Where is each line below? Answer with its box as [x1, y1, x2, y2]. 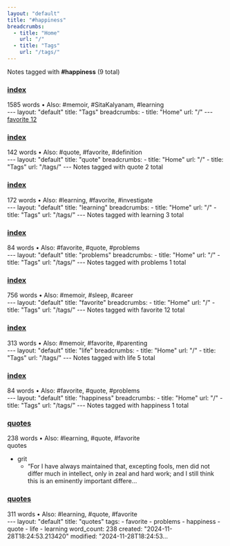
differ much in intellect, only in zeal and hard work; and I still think [27, 469, 214, 478]
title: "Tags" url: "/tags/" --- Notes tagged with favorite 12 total [7, 305, 185, 314]
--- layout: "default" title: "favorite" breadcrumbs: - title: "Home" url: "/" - [7, 299, 215, 307]
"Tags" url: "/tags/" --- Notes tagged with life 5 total [7, 353, 155, 361]
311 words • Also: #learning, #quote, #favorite [7, 509, 138, 518]
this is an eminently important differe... [27, 477, 137, 485]
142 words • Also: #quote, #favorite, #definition [7, 148, 143, 156]
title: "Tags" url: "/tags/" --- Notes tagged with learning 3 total [7, 210, 184, 218]
